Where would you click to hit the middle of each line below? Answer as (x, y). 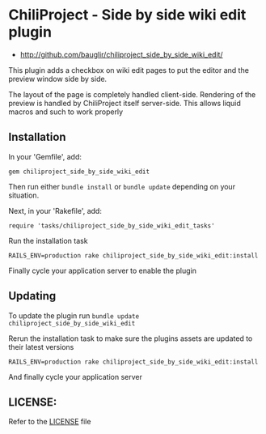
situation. (24, 195)
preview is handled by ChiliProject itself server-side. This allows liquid (125, 103)
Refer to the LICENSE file (50, 422)
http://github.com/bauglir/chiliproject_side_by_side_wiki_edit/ (122, 54)
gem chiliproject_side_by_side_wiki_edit (79, 172)
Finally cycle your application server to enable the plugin (102, 270)
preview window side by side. (58, 79)
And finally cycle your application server (76, 377)
